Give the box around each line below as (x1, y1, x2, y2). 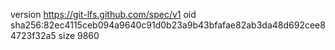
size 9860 (58, 30, 100, 41)
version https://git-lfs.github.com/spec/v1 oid (10, 9, 197, 20)
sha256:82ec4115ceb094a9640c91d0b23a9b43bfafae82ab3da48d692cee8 (10, 19, 326, 31)
